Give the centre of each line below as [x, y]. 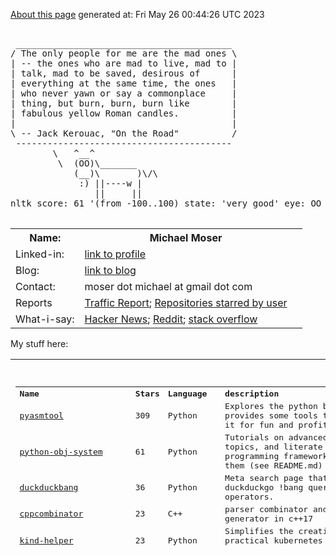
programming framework [276, 456]
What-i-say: [45, 319]
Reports [34, 302]
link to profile [115, 254]
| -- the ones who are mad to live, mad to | [124, 63]
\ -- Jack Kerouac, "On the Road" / [124, 133]
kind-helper [46, 540]
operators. [249, 496]
